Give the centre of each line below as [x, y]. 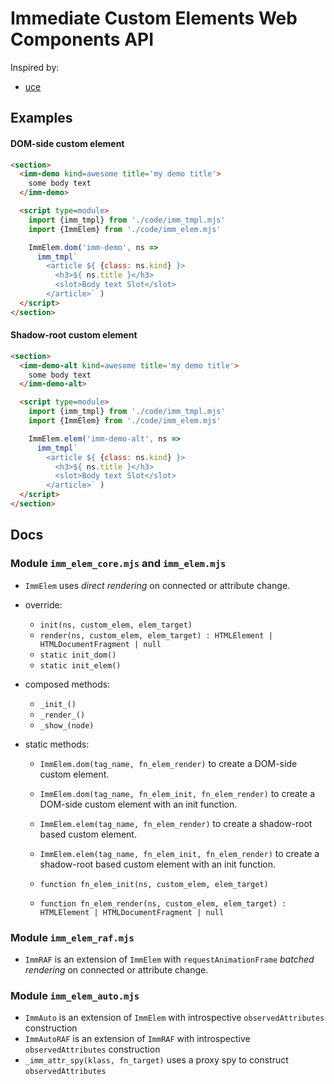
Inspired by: [35, 67]
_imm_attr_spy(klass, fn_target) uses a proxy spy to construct [156, 1060]
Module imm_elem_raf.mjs [72, 937]
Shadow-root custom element [74, 335]
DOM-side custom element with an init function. [138, 804]
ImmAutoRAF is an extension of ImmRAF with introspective [137, 1039]
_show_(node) [67, 725]
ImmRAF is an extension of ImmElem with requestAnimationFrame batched [169, 959]
